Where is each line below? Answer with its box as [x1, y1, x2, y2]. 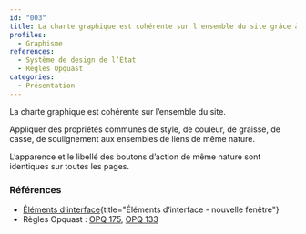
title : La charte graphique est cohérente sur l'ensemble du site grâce [9, 22, 291, 31]
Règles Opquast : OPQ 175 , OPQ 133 [22, 213, 159, 224]
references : [9, 47, 55, 56]
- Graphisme [17, 38, 64, 48]
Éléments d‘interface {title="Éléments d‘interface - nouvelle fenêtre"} [22, 204, 280, 215]
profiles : [9, 30, 47, 39]
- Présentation [17, 81, 76, 90]
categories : [9, 73, 55, 82]
